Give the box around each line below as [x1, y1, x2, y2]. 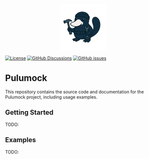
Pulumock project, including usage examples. [5, 94, 98, 100]
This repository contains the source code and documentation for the [5, 88, 144, 95]
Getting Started [5, 108, 54, 117]
